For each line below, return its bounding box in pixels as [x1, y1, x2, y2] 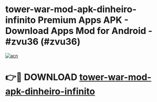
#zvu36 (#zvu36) [5, 36, 81, 48]
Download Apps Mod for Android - [5, 25, 153, 37]
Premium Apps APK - [37, 14, 129, 26]
